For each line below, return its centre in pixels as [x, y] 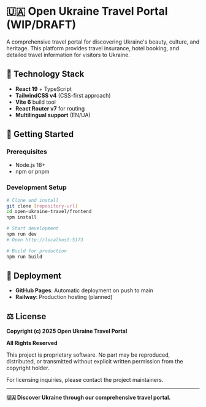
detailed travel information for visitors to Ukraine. [68, 55]
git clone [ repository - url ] [42, 206]
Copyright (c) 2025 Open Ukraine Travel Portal [67, 331]
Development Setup [36, 187]
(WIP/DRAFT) [41, 25]
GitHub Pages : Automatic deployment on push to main [84, 290]
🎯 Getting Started [40, 134]
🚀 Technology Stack [45, 74]
